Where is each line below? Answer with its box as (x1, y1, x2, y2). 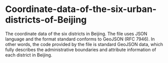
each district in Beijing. (5, 51, 53, 58)
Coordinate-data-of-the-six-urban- (5, 3, 157, 15)
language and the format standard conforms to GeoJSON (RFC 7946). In (5, 36, 155, 42)
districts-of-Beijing (5, 14, 87, 25)
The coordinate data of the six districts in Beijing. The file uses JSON (5, 30, 147, 36)
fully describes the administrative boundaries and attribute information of (5, 46, 156, 52)
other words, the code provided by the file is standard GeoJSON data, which (5, 41, 163, 47)
